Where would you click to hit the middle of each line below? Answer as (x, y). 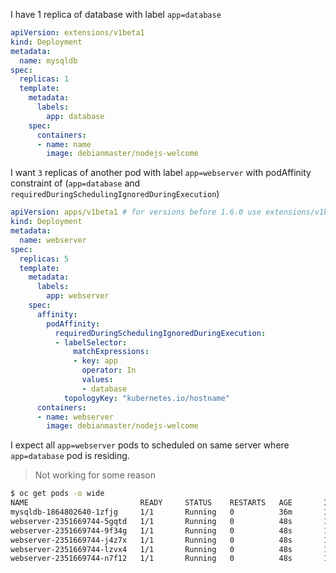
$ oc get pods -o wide (57, 494)
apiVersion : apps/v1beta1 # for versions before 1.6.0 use (136, 212)
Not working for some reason (95, 475)
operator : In (109, 370)
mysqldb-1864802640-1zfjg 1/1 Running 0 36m (151, 512)
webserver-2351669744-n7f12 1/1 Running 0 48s (151, 559)
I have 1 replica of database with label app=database (116, 14)
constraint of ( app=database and (75, 183)
